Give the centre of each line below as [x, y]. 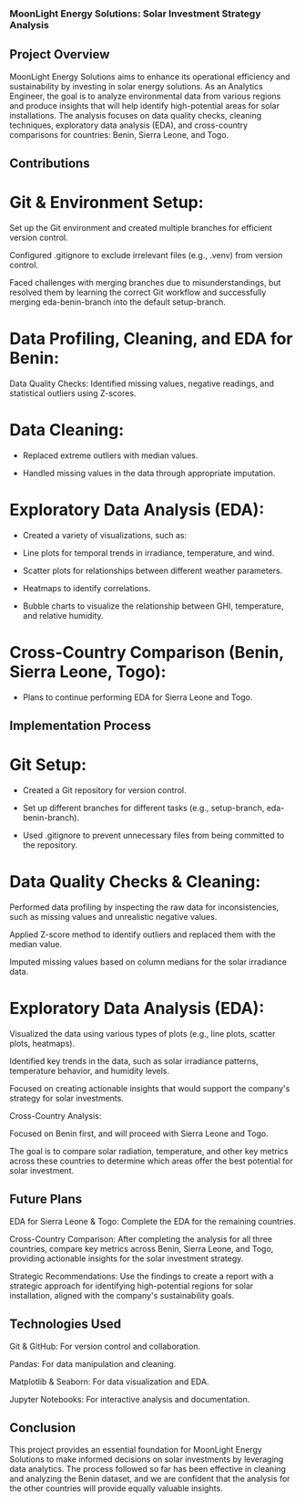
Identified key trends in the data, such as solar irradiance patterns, [134, 1061]
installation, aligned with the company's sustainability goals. [122, 1295]
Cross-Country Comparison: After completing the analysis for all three [141, 1238]
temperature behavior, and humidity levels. [90, 1071]
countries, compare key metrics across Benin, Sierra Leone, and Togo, [142, 1248]
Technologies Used [65, 1325]
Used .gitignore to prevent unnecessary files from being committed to [153, 835]
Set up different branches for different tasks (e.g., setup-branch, [143, 808]
